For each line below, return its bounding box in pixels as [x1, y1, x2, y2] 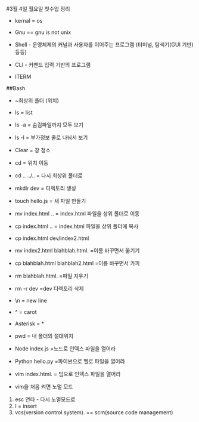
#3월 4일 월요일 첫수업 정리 [6, 5, 70, 12]
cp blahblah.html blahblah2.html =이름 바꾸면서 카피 [14, 260, 140, 267]
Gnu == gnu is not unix [14, 29, 71, 36]
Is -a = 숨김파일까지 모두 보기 [14, 121, 83, 128]
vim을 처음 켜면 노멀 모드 [14, 383, 73, 390]
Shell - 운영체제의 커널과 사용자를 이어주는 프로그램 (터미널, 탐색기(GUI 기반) [14, 41, 194, 48]
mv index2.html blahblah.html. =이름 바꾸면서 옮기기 [14, 247, 140, 254]
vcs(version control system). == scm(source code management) [14, 409, 173, 416]
